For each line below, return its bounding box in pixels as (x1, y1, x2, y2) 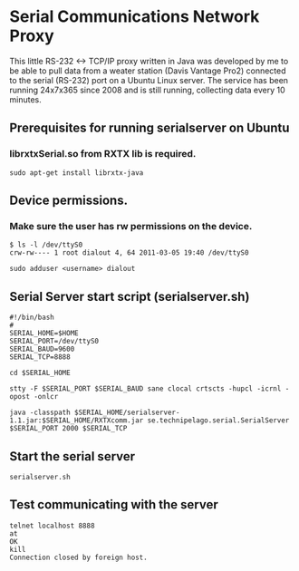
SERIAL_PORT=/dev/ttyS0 (9, 337, 100, 346)
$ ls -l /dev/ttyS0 (9, 240, 83, 250)
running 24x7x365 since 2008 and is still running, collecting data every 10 (9, 84, 285, 95)
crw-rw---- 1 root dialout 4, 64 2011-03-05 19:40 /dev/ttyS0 (9, 248, 249, 257)
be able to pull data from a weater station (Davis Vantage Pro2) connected (9, 65, 287, 76)
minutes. (9, 93, 43, 105)
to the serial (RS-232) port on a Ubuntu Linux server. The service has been (9, 74, 288, 85)
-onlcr (33, 392, 59, 402)
